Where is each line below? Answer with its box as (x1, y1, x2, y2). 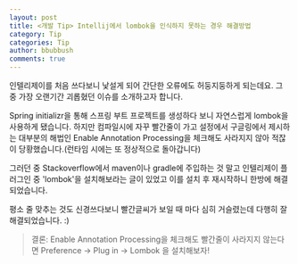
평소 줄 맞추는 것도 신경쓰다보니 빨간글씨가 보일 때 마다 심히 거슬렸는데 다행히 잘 (9, 204, 288, 214)
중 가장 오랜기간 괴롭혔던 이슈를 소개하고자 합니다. (9, 91, 184, 102)
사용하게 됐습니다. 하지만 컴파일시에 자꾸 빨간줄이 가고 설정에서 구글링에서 (9, 121, 267, 132)
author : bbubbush (9, 46, 74, 55)
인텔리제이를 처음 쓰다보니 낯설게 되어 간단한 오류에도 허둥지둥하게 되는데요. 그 (9, 80, 284, 90)
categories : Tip (9, 37, 70, 47)
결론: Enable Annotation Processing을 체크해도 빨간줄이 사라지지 (30, 234, 261, 244)
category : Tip (9, 29, 62, 38)
